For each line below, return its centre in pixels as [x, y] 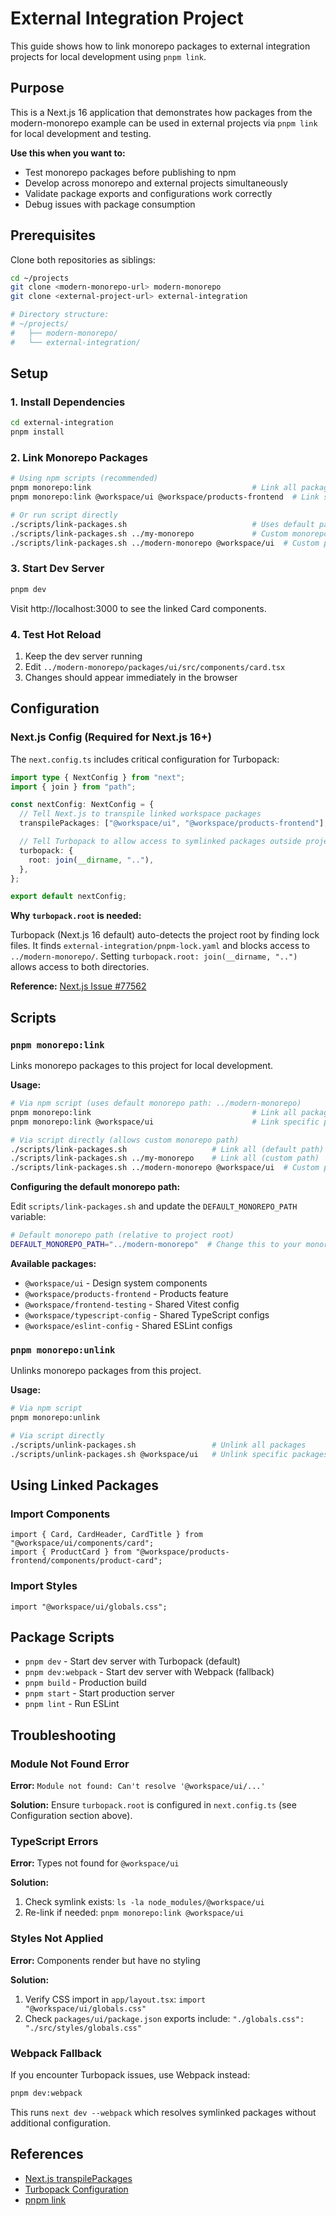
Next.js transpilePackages [78, 2178]
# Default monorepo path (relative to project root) [122, 1235]
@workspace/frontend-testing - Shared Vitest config [132, 1304]
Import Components [60, 1514]
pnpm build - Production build [85, 1683]
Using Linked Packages [85, 1485]
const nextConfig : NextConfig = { [82, 805]
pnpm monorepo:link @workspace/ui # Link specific [165, 1122]
